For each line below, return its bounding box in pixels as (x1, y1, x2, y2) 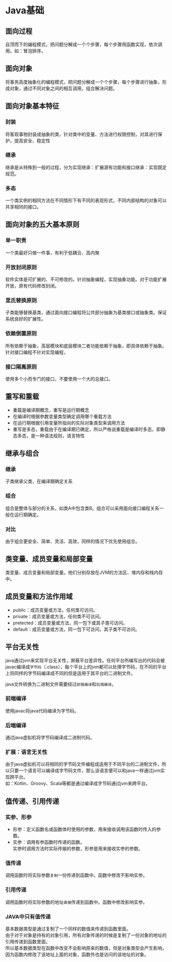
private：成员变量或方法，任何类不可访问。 (12, 613, 104, 619)
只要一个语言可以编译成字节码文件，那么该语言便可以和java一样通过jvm (9, 767, 161, 774)
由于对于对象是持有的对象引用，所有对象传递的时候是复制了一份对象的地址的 (5, 932, 167, 938)
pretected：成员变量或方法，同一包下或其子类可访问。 (12, 619, 128, 626)
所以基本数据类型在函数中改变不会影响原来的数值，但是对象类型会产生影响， (5, 945, 167, 951)
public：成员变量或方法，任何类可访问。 (12, 607, 98, 613)
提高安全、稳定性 (14, 137, 50, 144)
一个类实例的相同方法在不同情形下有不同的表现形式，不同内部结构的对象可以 (5, 197, 167, 203)
